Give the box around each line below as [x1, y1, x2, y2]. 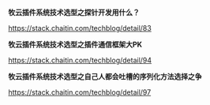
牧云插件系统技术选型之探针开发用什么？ [8, 8, 140, 17]
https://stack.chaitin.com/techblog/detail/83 [8, 24, 152, 32]
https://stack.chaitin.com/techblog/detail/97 [8, 88, 152, 97]
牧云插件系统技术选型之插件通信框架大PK [8, 39, 143, 49]
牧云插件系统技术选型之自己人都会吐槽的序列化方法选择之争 [8, 72, 202, 81]
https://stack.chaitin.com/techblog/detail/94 [8, 55, 152, 65]
